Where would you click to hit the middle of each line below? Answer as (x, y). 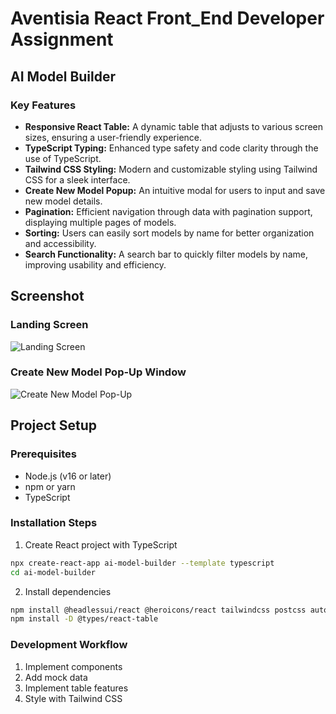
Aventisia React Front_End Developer (167, 18)
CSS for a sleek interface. (77, 179)
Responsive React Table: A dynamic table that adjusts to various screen (174, 126)
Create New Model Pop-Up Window (98, 372)
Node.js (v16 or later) (68, 476)
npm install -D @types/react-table (84, 619)
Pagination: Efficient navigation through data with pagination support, (168, 211)
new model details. (63, 201)
